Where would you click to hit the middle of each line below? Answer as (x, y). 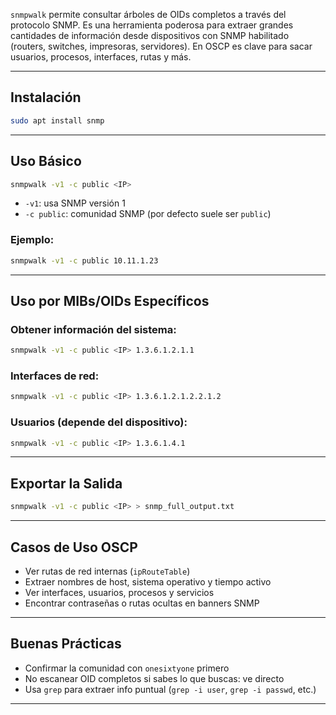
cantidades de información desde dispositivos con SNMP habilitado (150, 35)
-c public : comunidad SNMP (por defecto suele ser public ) (148, 214)
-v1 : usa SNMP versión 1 (75, 203)
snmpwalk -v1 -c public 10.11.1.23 (84, 260)
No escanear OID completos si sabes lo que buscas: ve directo (154, 678)
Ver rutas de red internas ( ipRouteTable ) (107, 571)
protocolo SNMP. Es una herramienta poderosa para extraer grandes (152, 25)
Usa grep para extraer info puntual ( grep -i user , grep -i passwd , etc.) (170, 689)
